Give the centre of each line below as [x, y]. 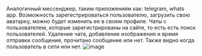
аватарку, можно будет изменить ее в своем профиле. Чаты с [87, 21]
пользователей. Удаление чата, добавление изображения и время [92, 34]
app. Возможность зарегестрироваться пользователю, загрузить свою [98, 15]
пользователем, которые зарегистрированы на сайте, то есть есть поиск [101, 27]
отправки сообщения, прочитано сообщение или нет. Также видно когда [100, 40]
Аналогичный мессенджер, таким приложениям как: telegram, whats [96, 9]
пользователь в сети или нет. [44, 46]
